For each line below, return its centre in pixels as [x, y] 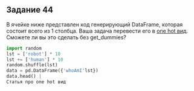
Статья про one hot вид [36, 82]
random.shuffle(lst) [32, 65]
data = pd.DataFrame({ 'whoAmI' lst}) [52, 71]
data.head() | [24, 77]
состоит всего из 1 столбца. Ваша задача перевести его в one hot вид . [97, 31]
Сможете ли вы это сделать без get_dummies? [66, 37]
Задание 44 [30, 10]
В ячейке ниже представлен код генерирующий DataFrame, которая [95, 24]
